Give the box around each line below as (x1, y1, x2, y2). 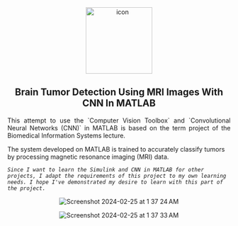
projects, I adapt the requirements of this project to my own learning (7, 172, 227, 179)
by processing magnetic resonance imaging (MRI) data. (7, 152, 169, 161)
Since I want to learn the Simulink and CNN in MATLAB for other (7, 166, 204, 173)
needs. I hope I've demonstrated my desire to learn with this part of (7, 179, 223, 186)
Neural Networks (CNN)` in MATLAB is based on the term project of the (7, 123, 231, 132)
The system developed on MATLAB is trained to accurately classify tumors (7, 145, 225, 153)
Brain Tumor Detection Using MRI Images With (15, 86, 223, 98)
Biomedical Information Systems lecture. (7, 131, 126, 140)
